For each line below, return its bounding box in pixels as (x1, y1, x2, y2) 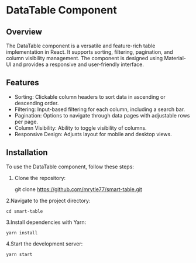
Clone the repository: (14, 174, 66, 181)
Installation (6, 147, 48, 158)
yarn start (6, 251, 33, 257)
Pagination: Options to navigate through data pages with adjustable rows (14, 112, 190, 119)
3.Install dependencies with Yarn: (6, 219, 87, 226)
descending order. (14, 99, 59, 106)
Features (6, 78, 39, 88)
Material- (164, 55, 186, 61)
